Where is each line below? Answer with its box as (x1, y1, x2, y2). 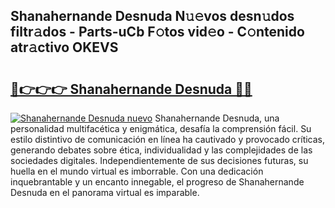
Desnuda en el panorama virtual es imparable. (10, 187, 200, 198)
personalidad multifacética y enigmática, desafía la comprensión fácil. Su (10, 123, 312, 134)
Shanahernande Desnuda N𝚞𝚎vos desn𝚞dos (10, 8, 295, 25)
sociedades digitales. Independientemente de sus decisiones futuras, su (10, 155, 309, 166)
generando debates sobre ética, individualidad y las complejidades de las (10, 144, 313, 156)
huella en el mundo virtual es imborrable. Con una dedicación (10, 165, 264, 177)
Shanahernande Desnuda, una (154, 112, 280, 124)
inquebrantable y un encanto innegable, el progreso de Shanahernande (10, 176, 305, 188)
